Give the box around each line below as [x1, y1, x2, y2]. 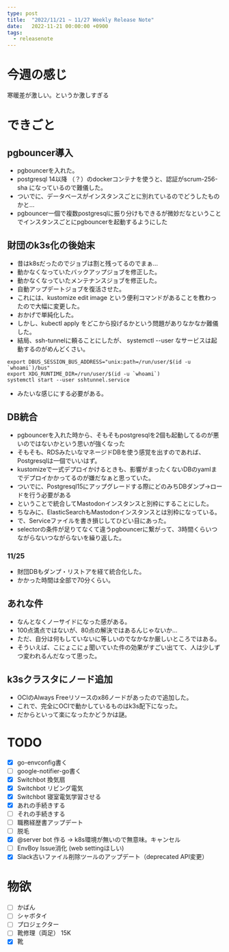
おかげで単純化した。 [16, 310, 77, 318]
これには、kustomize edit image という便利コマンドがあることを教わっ [16, 293, 217, 301]
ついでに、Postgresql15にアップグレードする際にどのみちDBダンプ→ [16, 482, 211, 490]
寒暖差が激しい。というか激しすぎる [7, 91, 109, 99]
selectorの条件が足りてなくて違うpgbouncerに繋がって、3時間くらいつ [16, 525, 217, 533]
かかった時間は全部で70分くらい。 [16, 576, 115, 584]
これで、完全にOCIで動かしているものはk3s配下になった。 [16, 701, 181, 710]
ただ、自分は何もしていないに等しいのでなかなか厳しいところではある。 [16, 634, 221, 642]
